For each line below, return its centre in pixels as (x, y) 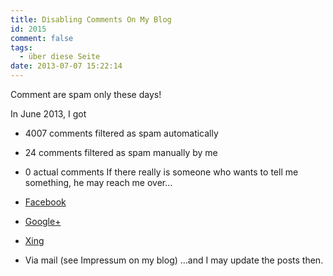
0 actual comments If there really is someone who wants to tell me (161, 172)
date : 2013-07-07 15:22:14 (66, 66)
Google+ (43, 221)
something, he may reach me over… (98, 182)
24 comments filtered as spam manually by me (121, 152)
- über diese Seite (60, 57)
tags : (21, 47)
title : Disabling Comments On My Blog (91, 19)
